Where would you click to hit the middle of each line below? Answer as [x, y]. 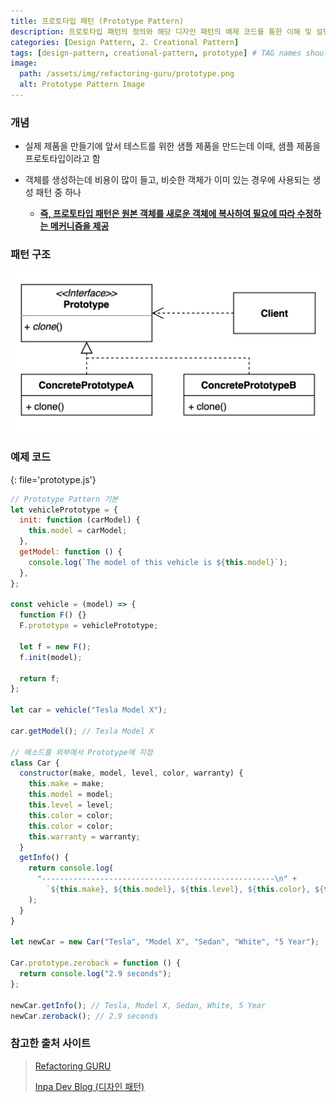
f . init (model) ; [51, 657]
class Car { [35, 763]
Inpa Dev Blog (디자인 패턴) [89, 1086]
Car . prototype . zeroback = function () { [96, 963]
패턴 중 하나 [58, 192]
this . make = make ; [66, 784]
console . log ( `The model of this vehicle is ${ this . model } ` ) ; [158, 562]
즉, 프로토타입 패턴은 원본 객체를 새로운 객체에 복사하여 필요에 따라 [167, 214]
